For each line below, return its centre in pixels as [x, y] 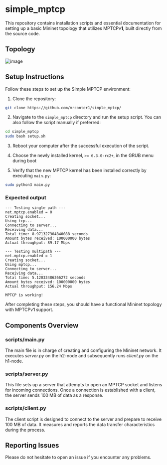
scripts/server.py [27, 374]
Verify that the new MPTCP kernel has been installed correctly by [80, 170]
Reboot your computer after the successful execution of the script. [81, 146]
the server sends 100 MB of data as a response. [54, 395]
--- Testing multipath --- [33, 252]
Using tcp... [19, 221]
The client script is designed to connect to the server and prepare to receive [83, 419]
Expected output [26, 197]
